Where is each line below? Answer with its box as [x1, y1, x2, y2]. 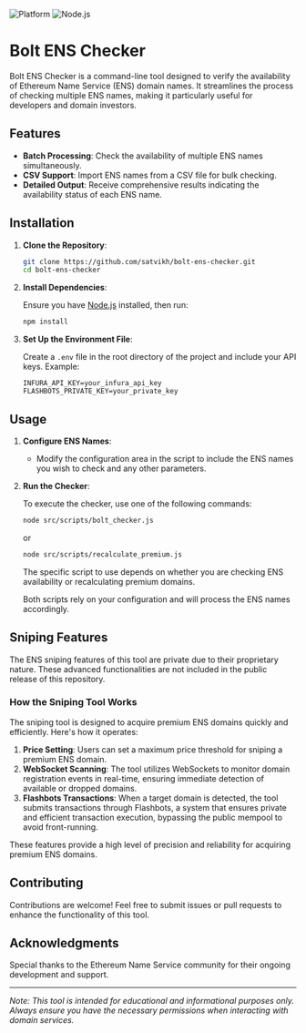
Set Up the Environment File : [22, 333, 133, 345]
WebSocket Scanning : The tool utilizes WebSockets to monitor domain [22, 763, 291, 774]
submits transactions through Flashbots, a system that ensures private [22, 802, 287, 813]
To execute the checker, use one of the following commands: [22, 498, 252, 509]
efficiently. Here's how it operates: [9, 726, 138, 737]
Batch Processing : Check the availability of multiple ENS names [22, 150, 264, 161]
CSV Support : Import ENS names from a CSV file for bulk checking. [22, 169, 278, 180]
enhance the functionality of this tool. [9, 909, 150, 920]
